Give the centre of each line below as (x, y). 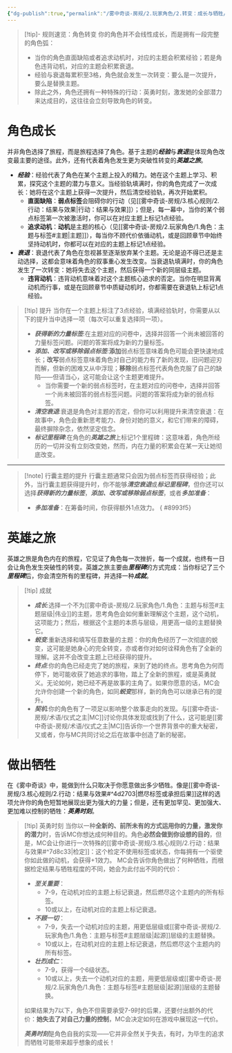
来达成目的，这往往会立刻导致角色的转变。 (95, 100)
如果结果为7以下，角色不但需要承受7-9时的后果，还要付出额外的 (115, 1011)
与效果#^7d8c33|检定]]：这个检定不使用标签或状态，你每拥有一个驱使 (123, 852)
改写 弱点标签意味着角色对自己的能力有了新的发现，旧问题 (128, 359)
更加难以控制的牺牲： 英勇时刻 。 (52, 811)
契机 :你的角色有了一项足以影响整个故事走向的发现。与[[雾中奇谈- (127, 708)
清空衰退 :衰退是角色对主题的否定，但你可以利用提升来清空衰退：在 (129, 411)
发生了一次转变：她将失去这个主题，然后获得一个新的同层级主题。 (111, 269)
